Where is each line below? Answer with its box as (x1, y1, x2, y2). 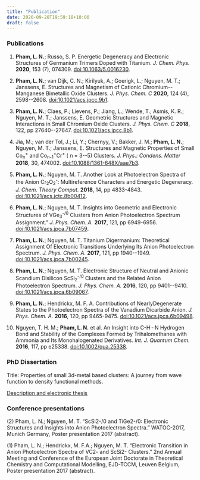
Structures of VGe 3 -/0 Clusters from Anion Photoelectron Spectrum (15, 210, 180, 220)
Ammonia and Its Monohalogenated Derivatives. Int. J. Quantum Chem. (15, 337, 190, 344)
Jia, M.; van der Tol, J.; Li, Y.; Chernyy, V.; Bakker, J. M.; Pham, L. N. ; (15, 138, 184, 145)
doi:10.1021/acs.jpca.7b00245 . (15, 256, 90, 263)
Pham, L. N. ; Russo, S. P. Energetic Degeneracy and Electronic (15, 53, 169, 60)
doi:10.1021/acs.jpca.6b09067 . (15, 288, 89, 296)
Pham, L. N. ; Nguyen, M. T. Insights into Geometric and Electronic (15, 203, 177, 211)
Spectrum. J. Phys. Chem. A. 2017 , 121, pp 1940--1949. (15, 249, 151, 256)
